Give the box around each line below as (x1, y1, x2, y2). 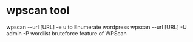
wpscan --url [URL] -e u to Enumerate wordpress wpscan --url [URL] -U (6, 23, 187, 31)
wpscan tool (6, 4, 70, 17)
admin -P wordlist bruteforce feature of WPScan (6, 29, 127, 37)
